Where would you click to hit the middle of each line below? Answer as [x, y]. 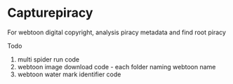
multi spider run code [48, 59]
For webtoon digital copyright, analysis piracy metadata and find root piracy [117, 32]
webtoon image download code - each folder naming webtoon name [116, 66]
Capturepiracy [50, 13]
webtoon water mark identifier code [69, 74]
